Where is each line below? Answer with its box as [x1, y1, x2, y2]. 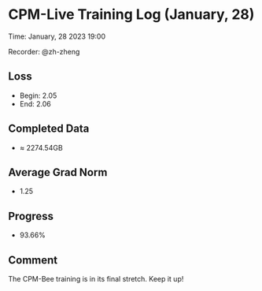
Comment [8, 253, 58, 267]
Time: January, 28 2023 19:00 [8, 32, 106, 41]
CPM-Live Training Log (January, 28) [8, 6, 255, 24]
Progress [8, 209, 54, 222]
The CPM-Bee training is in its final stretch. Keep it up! [8, 274, 184, 283]
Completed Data [8, 122, 90, 136]
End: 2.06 [19, 99, 51, 108]
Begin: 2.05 [19, 91, 57, 100]
